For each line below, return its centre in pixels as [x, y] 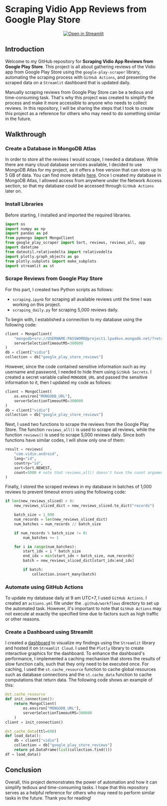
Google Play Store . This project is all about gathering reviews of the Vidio [80, 66]
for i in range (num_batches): [45, 547]
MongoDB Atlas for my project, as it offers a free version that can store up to [83, 170]
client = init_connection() [34, 722]
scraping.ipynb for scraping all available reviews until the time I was [82, 299]
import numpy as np [25, 229]
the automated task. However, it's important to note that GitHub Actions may [83, 608]
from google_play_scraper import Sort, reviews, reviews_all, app [75, 243]
